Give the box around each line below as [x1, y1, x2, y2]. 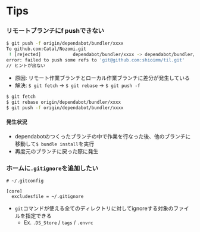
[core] [6, 188, 23, 194]
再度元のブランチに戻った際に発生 [14, 147, 99, 154]
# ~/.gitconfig [6, 178, 44, 184]
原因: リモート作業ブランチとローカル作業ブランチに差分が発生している [14, 74, 190, 81]
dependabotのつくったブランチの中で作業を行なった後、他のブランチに [14, 132, 191, 140]
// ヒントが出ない [6, 63, 46, 69]
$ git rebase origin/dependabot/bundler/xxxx [6, 99, 121, 105]
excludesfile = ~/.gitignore [11, 193, 84, 199]
